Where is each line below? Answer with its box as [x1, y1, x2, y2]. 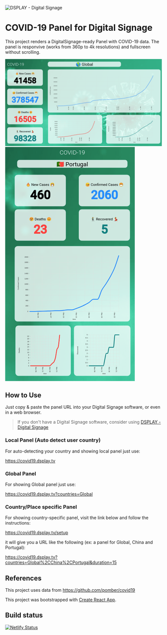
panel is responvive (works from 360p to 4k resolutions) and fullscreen [5, 44, 151, 50]
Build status [5, 611, 43, 620]
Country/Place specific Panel [5, 503, 77, 510]
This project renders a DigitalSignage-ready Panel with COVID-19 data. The [5, 38, 160, 44]
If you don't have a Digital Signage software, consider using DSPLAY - [17, 419, 161, 425]
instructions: [5, 520, 31, 526]
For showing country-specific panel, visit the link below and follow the [5, 515, 149, 521]
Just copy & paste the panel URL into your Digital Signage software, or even [5, 404, 161, 410]
